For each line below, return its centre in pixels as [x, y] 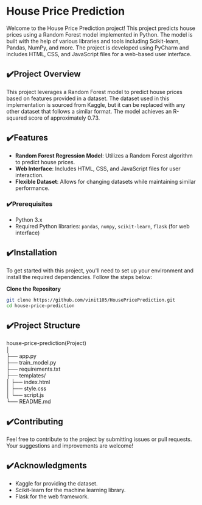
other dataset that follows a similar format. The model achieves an [89, 111]
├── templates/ [26, 376]
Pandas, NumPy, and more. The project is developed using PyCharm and [98, 48]
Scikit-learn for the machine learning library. [70, 490]
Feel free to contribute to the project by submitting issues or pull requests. [99, 439]
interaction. [29, 175]
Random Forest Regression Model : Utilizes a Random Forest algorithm [104, 155]
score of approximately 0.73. [64, 118]
